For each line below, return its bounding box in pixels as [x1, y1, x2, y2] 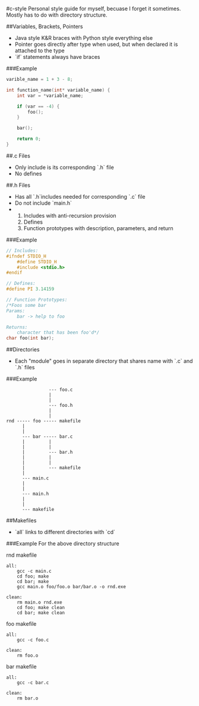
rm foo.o [17, 652, 39, 659]
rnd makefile [6, 551, 37, 558]
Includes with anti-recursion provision [23, 212, 117, 219]
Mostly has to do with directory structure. [6, 11, 108, 18]
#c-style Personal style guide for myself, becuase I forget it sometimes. [6, 5, 181, 12]
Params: [6, 307, 26, 314]
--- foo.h [48, 403, 73, 409]
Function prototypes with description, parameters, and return [23, 224, 173, 231]
